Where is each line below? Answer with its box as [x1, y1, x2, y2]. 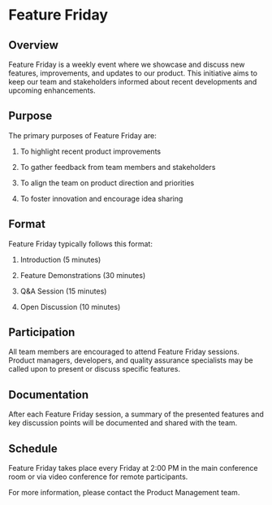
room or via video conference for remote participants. [8, 472, 188, 481]
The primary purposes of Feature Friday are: [8, 130, 157, 140]
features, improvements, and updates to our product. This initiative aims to [8, 68, 258, 78]
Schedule [8, 442, 58, 455]
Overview [8, 38, 59, 52]
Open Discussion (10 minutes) [19, 302, 121, 311]
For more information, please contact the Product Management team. [8, 488, 240, 498]
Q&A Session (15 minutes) [19, 286, 107, 296]
